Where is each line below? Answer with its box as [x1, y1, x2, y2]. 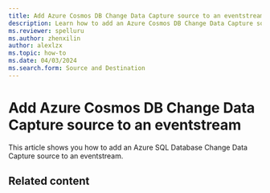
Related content [8, 175, 90, 188]
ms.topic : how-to [8, 49, 67, 57]
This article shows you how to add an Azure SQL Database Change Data [8, 142, 247, 152]
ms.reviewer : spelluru [8, 27, 84, 35]
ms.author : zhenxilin [8, 34, 81, 43]
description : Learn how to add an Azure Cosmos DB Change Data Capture [8, 19, 253, 27]
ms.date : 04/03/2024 [8, 57, 78, 65]
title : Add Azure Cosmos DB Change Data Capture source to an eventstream [8, 11, 264, 20]
